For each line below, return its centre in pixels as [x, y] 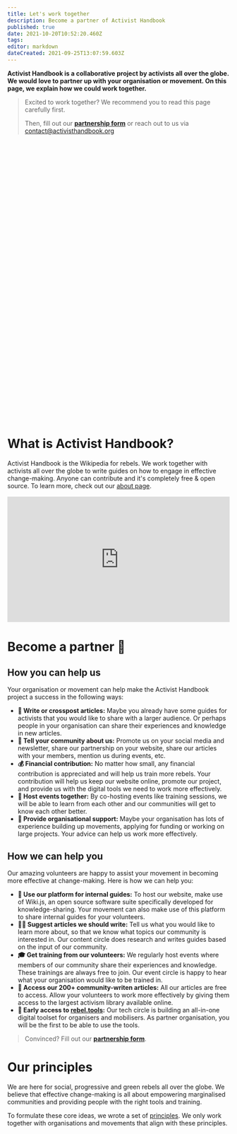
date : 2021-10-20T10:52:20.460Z [55, 34]
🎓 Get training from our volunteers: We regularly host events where [118, 955]
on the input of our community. [62, 947]
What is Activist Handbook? [91, 444]
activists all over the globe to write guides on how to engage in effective [112, 471]
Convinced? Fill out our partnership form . [85, 1039]
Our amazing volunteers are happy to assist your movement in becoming [113, 873]
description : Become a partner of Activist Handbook [86, 20]
